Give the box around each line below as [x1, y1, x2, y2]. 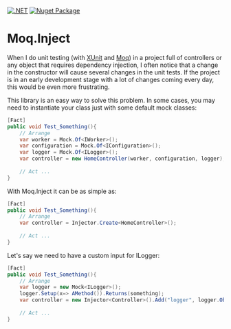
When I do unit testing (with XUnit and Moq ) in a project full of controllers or [7, 53, 222, 61]
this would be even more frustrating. [7, 83, 110, 91]
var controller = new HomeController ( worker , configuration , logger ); [19, 155, 226, 162]
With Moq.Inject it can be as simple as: [7, 187, 117, 195]
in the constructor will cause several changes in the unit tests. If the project [7, 68, 220, 76]
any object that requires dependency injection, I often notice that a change [7, 61, 219, 69]
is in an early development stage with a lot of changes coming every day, [7, 75, 214, 83]
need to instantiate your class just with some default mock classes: [7, 103, 197, 112]
